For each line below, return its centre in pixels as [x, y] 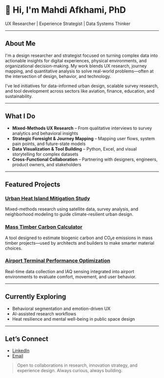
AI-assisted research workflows [44, 314]
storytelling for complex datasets [45, 154]
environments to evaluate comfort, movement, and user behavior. [71, 277]
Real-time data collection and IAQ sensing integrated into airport [70, 271]
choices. [14, 248]
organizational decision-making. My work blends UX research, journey [76, 66]
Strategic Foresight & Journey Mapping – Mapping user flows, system [83, 138]
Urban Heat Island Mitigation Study [48, 198]
